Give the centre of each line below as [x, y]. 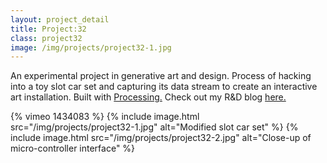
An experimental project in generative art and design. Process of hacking [161, 76]
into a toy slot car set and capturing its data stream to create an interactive [164, 87]
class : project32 [46, 38]
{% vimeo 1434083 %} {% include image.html [105, 117]
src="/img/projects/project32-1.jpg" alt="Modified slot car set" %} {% [154, 127]
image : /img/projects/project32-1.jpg [91, 47]
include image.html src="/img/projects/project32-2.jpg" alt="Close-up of [161, 138]
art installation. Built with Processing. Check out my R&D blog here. [148, 97]
